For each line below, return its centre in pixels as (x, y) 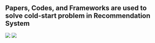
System (18, 23)
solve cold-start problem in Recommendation (78, 16)
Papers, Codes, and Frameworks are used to (76, 8)
